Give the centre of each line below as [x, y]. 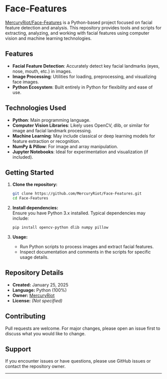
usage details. [34, 257]
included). [23, 157]
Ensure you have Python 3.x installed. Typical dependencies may [79, 213]
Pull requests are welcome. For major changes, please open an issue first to [83, 328]
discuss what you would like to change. [45, 333]
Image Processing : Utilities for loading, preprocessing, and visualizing [84, 76]
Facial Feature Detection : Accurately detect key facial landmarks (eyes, [86, 66]
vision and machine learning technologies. [48, 38]
